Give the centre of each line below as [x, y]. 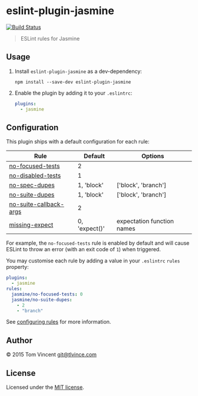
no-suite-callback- [37, 204]
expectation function [145, 221]
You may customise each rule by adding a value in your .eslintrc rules [93, 261]
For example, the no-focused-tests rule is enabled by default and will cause [98, 243]
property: [17, 267]
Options [153, 156]
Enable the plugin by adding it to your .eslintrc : [73, 93]
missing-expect [31, 225]
